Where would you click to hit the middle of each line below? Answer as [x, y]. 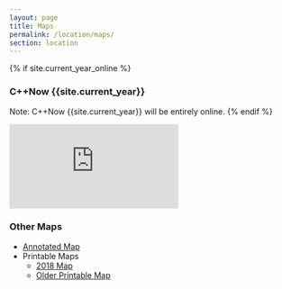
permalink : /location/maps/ [62, 34]
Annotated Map [51, 246]
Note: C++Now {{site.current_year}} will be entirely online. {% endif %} [141, 111]
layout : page [34, 18]
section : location [44, 43]
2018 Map [55, 266]
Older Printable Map [73, 275]
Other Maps [36, 227]
